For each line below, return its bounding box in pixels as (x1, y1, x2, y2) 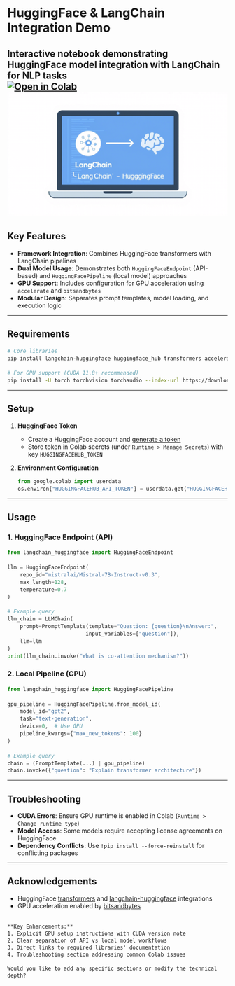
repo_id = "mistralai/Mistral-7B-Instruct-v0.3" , (20, 571, 161, 578)
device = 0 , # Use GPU (20, 723, 83, 730)
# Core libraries (7, 347, 58, 354)
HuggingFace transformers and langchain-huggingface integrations (17, 894, 213, 903)
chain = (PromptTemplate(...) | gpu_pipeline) (7, 760, 145, 767)
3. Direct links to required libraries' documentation (7, 944, 171, 951)
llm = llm (20, 637, 42, 645)
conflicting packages (17, 849, 78, 857)
